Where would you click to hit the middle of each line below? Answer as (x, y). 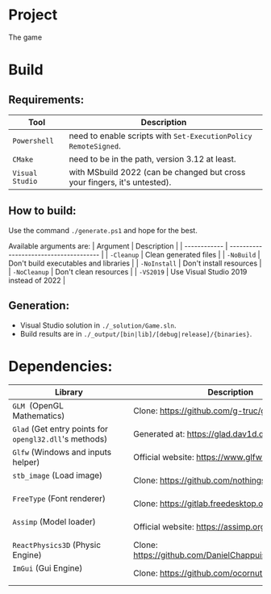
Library (69, 391)
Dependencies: (60, 366)
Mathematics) (39, 416)
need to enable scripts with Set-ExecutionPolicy (161, 136)
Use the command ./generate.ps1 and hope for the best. (103, 230)
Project (33, 15)
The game (25, 37)
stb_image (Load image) (58, 475)
